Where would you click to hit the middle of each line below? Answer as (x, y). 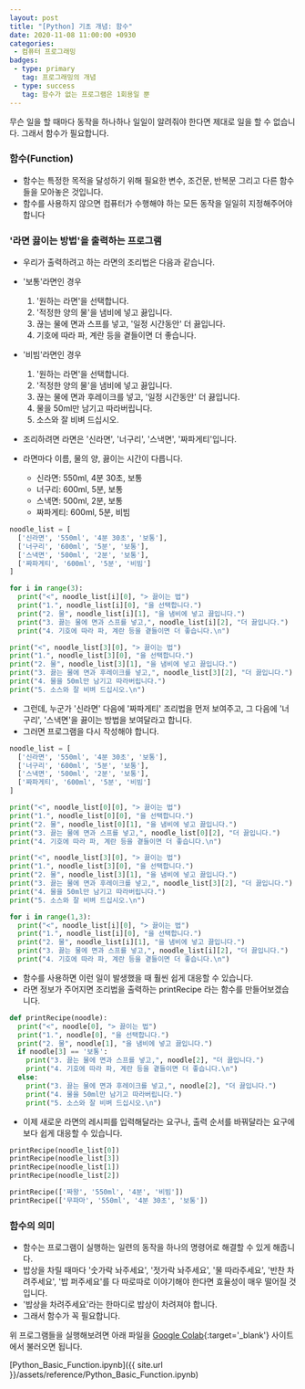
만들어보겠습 (267, 989)
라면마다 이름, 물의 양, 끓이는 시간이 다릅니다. (103, 458)
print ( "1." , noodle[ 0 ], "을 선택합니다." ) (94, 1035)
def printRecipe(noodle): (58, 1018)
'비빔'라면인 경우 (52, 355)
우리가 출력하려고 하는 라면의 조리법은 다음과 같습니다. (119, 262)
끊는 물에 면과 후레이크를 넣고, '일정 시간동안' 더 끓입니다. (138, 397)
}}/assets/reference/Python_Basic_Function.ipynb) (104, 1374)
